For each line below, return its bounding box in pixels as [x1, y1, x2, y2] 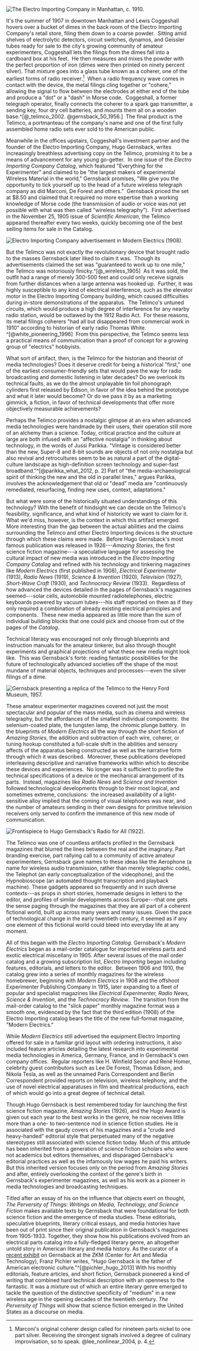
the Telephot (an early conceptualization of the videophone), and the [6, 870, 174, 877]
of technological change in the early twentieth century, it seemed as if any [6, 915, 188, 922]
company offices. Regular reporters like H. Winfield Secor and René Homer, [6, 1058, 192, 1065]
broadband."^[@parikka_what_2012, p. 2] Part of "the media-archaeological [6, 467, 191, 474]
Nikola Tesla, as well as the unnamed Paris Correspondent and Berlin [6, 1070, 175, 1078]
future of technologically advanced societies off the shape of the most [6, 660, 178, 668]
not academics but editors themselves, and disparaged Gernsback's [6, 1151, 173, 1159]
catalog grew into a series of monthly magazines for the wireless [6, 970, 164, 977]
